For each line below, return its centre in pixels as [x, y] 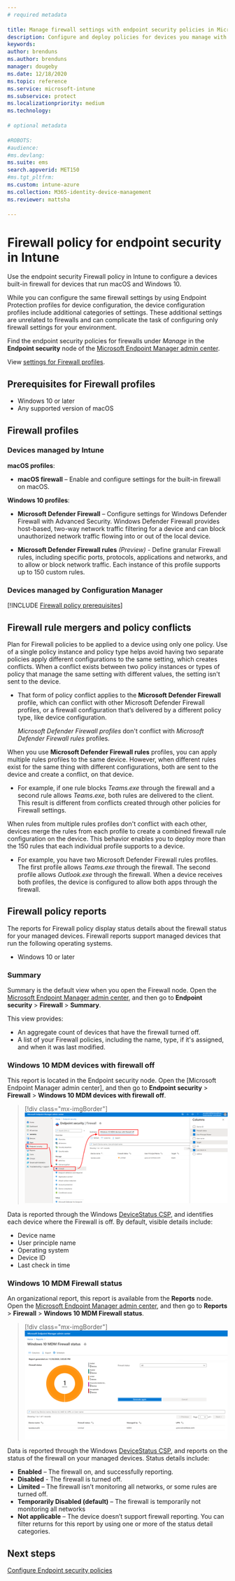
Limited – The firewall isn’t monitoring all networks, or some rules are [117, 1487]
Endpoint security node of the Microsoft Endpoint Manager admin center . [114, 348]
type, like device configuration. [62, 717]
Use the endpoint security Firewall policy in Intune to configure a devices [113, 277]
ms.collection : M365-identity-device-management [79, 192]
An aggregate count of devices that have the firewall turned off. [109, 1033]
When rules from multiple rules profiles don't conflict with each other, [107, 824]
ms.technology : [29, 111]
